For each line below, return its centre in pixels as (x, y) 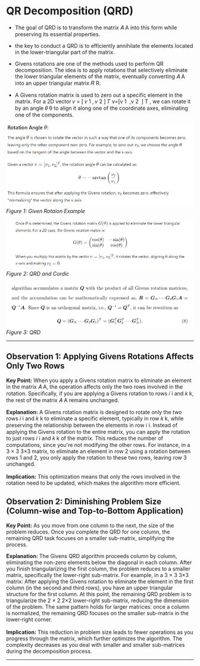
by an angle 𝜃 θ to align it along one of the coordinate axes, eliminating (101, 108)
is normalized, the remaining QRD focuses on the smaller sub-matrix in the (97, 613)
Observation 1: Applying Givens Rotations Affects (100, 357)
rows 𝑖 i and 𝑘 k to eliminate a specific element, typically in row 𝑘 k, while (95, 418)
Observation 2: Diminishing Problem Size (84, 502)
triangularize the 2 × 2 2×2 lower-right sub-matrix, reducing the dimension (98, 600)
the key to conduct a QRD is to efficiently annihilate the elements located (104, 45)
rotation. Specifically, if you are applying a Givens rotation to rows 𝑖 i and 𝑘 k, (100, 393)
